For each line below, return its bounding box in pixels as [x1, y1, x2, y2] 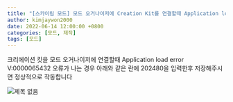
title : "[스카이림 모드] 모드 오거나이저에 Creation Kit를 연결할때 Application [7, 10, 219, 17]
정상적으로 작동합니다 [14, 73, 73, 81]
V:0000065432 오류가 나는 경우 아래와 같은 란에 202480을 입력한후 [7, 64, 193, 72]
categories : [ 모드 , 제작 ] [7, 29, 76, 37]
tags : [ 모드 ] [7, 36, 42, 43]
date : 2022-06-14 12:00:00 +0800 [7, 23, 104, 30]
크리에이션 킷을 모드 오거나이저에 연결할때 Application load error [7, 56, 184, 64]
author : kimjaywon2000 [7, 17, 73, 23]
